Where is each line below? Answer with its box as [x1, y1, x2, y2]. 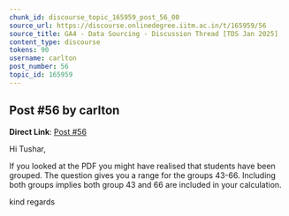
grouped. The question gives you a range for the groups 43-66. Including [9, 169, 277, 181]
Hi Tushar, [9, 143, 46, 154]
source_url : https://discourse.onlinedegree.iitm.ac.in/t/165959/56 [9, 21, 267, 30]
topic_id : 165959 [9, 71, 73, 79]
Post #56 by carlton [9, 103, 120, 118]
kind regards [9, 196, 56, 207]
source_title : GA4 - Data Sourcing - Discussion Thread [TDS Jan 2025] [9, 29, 278, 38]
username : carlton [9, 54, 77, 63]
